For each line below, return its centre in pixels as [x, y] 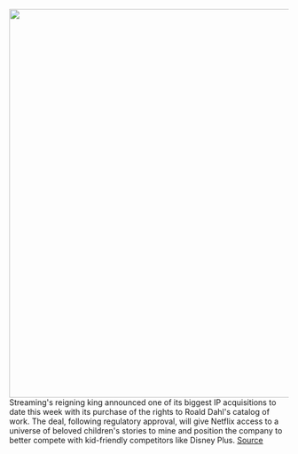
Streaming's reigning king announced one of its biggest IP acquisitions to [143, 402]
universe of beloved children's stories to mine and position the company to [146, 430]
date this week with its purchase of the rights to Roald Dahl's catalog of [140, 412]
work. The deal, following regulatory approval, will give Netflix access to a [144, 421]
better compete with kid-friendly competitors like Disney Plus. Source [136, 440]
